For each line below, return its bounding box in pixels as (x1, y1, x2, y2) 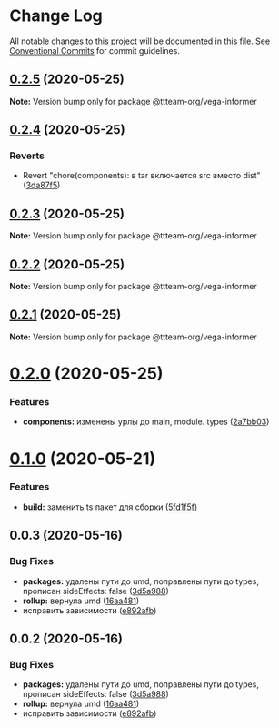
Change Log (9, 5, 103, 26)
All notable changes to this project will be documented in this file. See (9, 35, 271, 46)
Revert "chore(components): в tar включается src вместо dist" (22, 170, 261, 181)
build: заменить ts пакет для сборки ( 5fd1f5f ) (22, 501, 198, 512)
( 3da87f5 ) (22, 179, 61, 191)
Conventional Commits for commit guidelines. (9, 45, 180, 56)
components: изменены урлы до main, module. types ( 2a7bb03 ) (22, 416, 270, 428)
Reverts (9, 149, 45, 162)
